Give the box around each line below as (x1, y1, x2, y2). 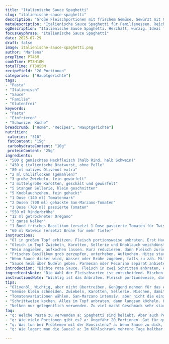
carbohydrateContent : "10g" (7, 143, 66, 149)
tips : (5, 280, 17, 285)
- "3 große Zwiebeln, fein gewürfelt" (5, 176, 87, 182)
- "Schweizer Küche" (5, 120, 49, 125)
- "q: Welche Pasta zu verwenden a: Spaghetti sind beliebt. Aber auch (5, 313, 158, 318)
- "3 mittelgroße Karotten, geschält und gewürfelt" (5, 181, 118, 186)
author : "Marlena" (5, 50, 44, 55)
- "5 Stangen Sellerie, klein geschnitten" (5, 186, 98, 191)
